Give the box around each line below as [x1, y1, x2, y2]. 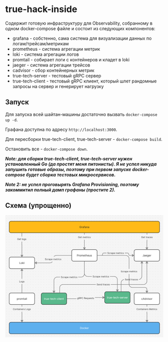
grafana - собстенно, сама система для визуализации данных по [12, 35, 152, 41]
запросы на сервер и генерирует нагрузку [12, 83, 104, 89]
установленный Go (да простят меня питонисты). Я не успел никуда [5, 161, 157, 167]
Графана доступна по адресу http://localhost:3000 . [5, 126, 117, 132]
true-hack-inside [5, 4, 78, 15]
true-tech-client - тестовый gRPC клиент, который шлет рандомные [12, 78, 157, 84]
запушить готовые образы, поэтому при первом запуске [5, 166, 131, 172]
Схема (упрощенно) [5, 201, 72, 210]
